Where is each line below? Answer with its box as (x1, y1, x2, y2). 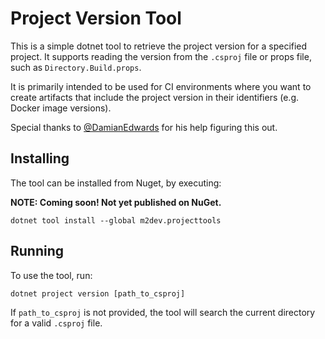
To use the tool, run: (10, 269, 93, 281)
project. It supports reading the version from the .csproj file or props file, (10, 50, 312, 62)
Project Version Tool (10, 7, 182, 30)
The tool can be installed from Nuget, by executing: (10, 177, 222, 189)
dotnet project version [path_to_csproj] (10, 288, 186, 299)
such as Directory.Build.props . (10, 61, 142, 73)
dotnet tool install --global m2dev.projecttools (10, 215, 222, 226)
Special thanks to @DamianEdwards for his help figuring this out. (10, 121, 278, 133)
